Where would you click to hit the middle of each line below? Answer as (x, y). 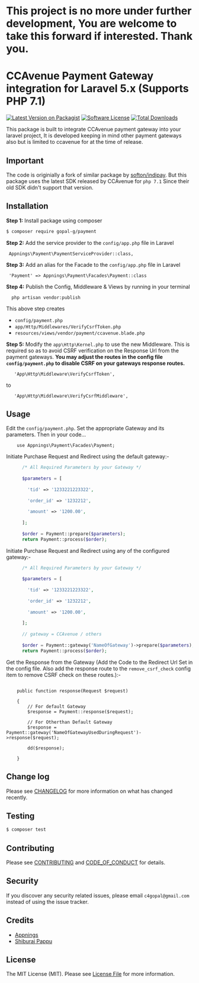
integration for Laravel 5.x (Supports (98, 89)
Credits (20, 920)
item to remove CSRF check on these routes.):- (64, 675)
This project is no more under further (99, 11)
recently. (17, 797)
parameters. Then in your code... (46, 434)
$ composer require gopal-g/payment (51, 231)
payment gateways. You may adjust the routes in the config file (84, 357)
